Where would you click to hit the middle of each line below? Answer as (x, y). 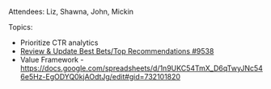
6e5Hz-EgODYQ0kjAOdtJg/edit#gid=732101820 (100, 77)
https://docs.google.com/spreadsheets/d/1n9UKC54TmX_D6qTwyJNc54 (141, 68)
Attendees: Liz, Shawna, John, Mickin (71, 12)
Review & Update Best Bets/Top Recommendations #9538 (117, 51)
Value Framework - (52, 60)
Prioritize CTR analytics (59, 42)
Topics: (21, 27)
